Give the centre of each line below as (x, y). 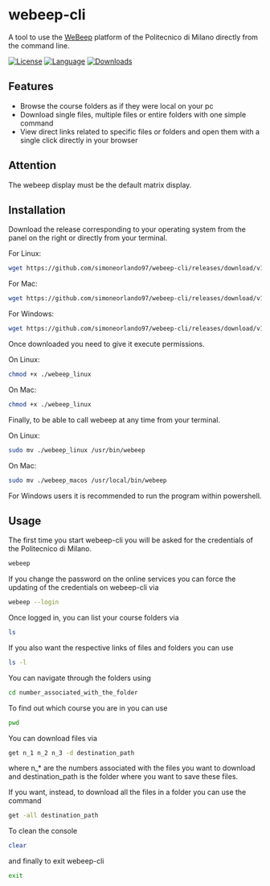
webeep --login (34, 602)
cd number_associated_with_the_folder (73, 692)
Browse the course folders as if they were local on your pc (117, 105)
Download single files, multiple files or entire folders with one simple (133, 114)
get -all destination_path (53, 816)
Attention (32, 165)
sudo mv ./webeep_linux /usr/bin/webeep (77, 450)
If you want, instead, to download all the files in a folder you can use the (127, 792)
